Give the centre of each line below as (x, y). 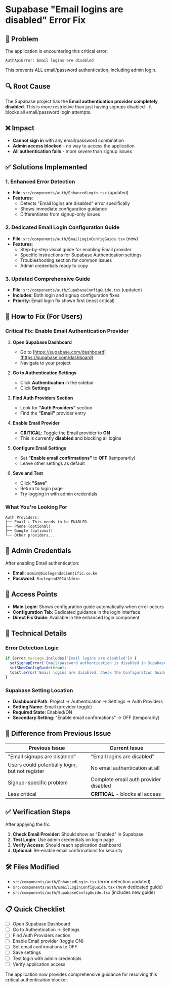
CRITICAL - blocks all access (126, 794)
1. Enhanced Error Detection (40, 182)
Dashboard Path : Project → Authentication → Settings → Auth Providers (88, 701)
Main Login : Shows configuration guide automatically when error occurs (88, 607)
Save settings (27, 952)
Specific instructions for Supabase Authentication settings (81, 255)
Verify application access (39, 964)
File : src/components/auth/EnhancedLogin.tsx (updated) (71, 193)
